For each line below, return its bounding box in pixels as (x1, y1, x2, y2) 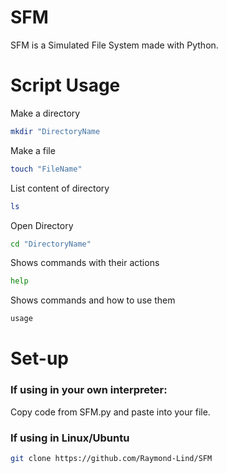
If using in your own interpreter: (10, 383, 168, 397)
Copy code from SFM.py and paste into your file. (10, 406, 211, 418)
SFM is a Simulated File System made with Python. (10, 39, 219, 51)
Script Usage (10, 74, 121, 97)
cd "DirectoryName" (10, 239, 92, 249)
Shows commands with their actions (10, 257, 160, 269)
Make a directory (10, 107, 81, 119)
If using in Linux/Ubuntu (10, 431, 130, 445)
